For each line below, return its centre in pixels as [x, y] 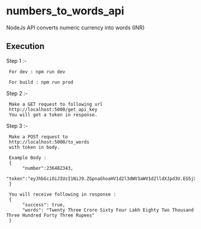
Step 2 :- [17, 93]
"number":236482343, [48, 168]
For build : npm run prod [41, 82]
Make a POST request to [38, 137]
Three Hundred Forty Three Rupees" [51, 215]
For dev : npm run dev [37, 72]
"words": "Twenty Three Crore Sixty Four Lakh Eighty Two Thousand [108, 210]
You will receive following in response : [63, 194]
